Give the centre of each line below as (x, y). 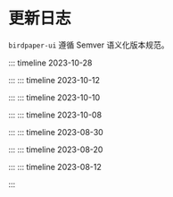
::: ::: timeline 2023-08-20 (56, 150)
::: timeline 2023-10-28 (50, 63)
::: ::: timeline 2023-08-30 (56, 132)
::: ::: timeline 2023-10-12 (54, 80)
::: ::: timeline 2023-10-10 (54, 97)
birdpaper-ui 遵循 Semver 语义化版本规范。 (89, 45)
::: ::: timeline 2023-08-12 (55, 167)
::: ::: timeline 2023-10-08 (55, 115)
